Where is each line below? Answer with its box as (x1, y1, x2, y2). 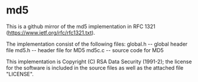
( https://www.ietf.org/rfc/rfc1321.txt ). (6, 29, 95, 36)
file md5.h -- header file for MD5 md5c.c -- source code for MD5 (6, 46, 164, 53)
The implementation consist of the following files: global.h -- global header (6, 40, 188, 47)
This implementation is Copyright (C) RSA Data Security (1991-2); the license (6, 58, 192, 65)
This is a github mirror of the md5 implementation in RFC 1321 (6, 23, 156, 30)
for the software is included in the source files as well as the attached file (6, 64, 184, 71)
